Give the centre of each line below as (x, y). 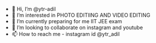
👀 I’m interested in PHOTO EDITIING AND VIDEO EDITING (81, 15)
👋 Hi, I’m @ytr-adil (34, 9)
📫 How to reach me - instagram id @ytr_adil (66, 34)
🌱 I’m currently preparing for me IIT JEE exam (67, 21)
